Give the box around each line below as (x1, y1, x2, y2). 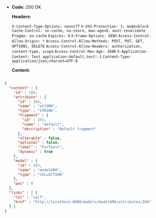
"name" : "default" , (22, 122, 64, 127)
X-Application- (117, 49, 148, 54)
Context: (11, 54, 30, 59)
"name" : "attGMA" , (17, 104, 57, 109)
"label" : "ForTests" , (17, 145, 64, 150)
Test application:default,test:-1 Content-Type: (31, 54, 132, 59)
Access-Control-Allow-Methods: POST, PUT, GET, (45, 39, 145, 44)
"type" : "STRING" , (17, 108, 57, 113)
